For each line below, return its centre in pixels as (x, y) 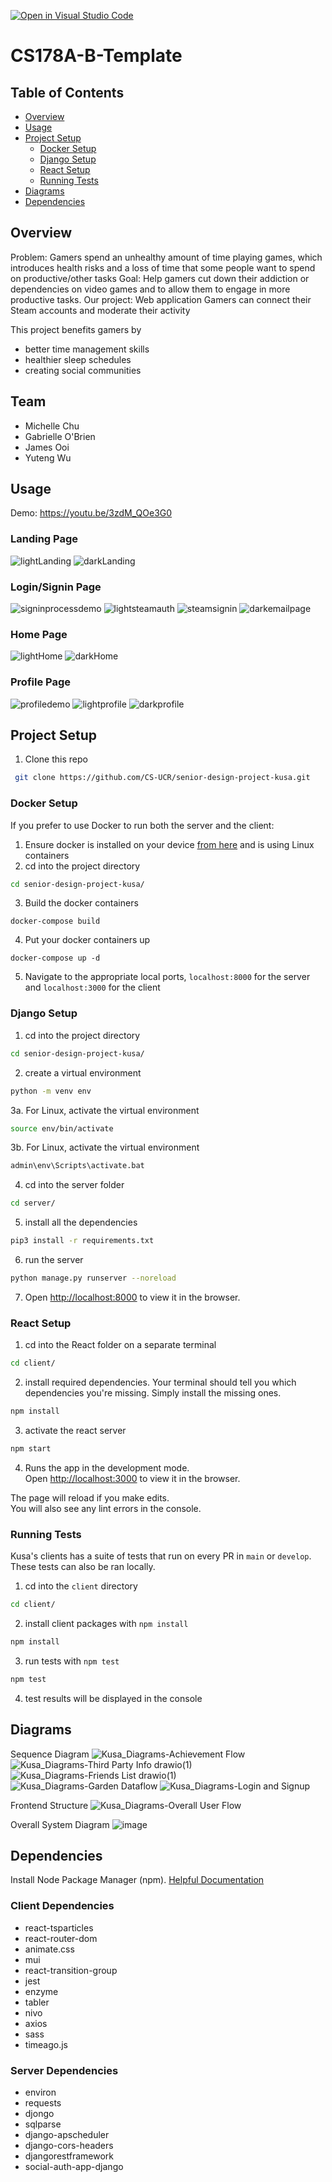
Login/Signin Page (56, 587)
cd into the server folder (74, 1185)
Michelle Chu (52, 426)
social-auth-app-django (74, 2166)
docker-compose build (55, 921)
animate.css (49, 1949)
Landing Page (44, 539)
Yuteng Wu (48, 457)
